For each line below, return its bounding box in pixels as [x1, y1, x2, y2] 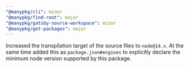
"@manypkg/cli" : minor [5, 8, 63, 15]
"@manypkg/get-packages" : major [5, 25, 87, 32]
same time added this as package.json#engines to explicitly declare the [5, 49, 181, 56]
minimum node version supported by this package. [5, 55, 132, 62]
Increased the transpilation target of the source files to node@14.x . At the [5, 42, 184, 49]
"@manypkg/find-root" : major [5, 14, 79, 20]
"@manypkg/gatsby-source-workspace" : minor [5, 20, 117, 26]
